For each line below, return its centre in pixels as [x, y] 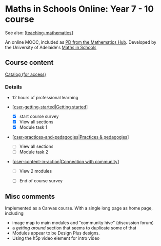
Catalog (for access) [26, 74]
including [14, 213]
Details [14, 87]
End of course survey [41, 181]
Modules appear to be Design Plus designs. [56, 233]
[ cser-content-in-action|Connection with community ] [66, 162]
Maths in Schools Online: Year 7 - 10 [80, 9]
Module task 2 [34, 152]
